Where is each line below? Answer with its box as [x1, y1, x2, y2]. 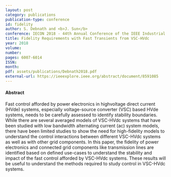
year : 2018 [5, 41, 29, 46]
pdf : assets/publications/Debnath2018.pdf [5, 69, 97, 74]
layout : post [5, 7, 33, 13]
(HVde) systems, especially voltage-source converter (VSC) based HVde [5, 107, 159, 113]
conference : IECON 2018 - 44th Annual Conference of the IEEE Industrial [5, 31, 166, 36]
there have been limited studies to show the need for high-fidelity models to [5, 128, 165, 134]
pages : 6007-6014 [5, 55, 42, 60]
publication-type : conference [5, 17, 70, 22]
